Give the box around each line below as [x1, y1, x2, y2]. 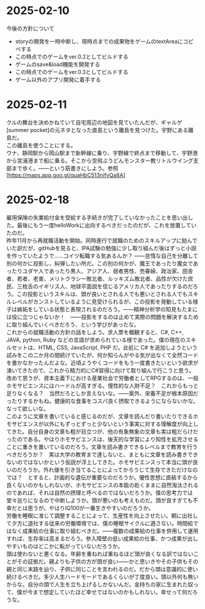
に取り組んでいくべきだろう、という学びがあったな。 [6, 320, 140, 328]
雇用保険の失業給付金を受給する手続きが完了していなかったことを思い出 [6, 213, 188, 221]
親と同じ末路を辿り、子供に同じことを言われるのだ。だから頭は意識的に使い [6, 565, 198, 572]
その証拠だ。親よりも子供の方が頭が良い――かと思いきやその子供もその [16, 558, 199, 565]
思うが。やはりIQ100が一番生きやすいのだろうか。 [27, 504, 154, 511]
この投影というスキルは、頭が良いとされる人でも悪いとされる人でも [16, 290, 188, 297]
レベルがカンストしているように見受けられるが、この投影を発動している [11, 298, 193, 305]
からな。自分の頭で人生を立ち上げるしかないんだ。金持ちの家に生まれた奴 [6, 580, 193, 588]
